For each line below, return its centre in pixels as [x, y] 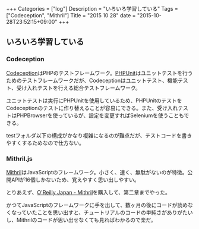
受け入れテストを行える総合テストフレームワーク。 [78, 87]
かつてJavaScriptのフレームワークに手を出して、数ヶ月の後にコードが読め [97, 205]
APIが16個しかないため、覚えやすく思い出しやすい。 [75, 180]
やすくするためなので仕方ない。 [45, 143]
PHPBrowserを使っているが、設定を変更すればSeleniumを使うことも [100, 115]
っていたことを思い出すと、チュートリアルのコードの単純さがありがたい [105, 212]
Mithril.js [19, 158]
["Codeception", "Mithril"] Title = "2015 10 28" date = [71, 15]
